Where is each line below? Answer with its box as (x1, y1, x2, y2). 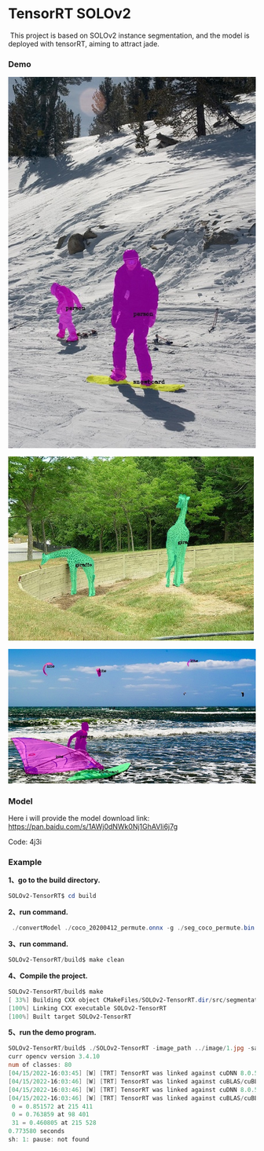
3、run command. (8, 940, 69, 949)
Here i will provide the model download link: (8, 813, 150, 823)
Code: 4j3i (8, 837, 42, 846)
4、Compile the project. (8, 971, 88, 981)
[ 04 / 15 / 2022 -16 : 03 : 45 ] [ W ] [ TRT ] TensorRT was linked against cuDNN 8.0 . (8, 1069, 255, 1077)
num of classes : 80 (8, 1061, 72, 1069)
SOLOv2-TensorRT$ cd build (8, 893, 97, 900)
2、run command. (8, 907, 68, 917)
